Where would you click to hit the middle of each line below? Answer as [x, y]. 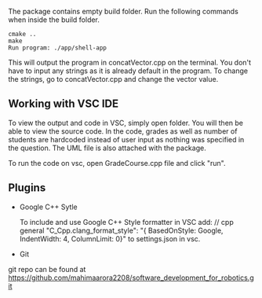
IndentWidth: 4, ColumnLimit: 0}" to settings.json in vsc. [110, 238]
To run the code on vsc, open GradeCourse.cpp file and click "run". [117, 163]
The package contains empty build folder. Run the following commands [124, 11]
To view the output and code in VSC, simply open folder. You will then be [126, 123]
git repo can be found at [47, 269]
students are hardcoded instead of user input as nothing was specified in [126, 139]
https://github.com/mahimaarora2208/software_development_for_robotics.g [131, 278]
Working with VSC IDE [64, 104]
